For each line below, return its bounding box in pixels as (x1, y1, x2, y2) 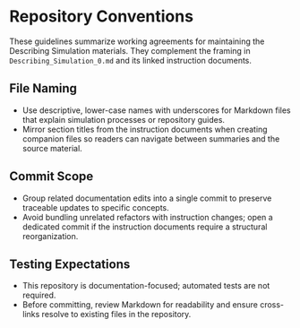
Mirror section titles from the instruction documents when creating (21, 124, 268, 134)
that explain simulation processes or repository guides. (21, 114, 226, 125)
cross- (259, 299, 285, 310)
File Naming (9, 81, 78, 96)
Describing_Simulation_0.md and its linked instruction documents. (9, 55, 253, 65)
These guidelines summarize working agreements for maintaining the (9, 36, 265, 47)
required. (21, 289, 56, 301)
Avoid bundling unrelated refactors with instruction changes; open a (21, 211, 273, 222)
